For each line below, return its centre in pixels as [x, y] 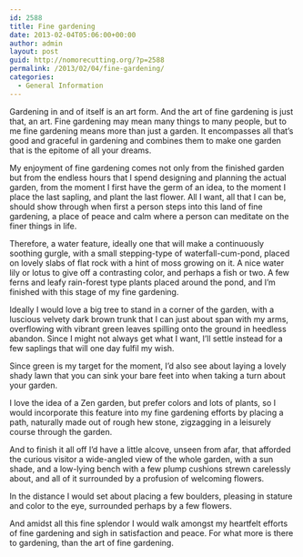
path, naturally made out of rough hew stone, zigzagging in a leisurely [140, 422]
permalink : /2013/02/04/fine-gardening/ [87, 69]
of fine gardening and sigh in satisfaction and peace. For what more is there [151, 532]
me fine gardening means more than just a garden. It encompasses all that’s [151, 131]
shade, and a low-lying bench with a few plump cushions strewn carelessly [150, 469]
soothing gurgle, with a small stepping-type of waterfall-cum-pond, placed [150, 253]
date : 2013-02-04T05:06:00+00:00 [73, 35]
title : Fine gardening [52, 26]
